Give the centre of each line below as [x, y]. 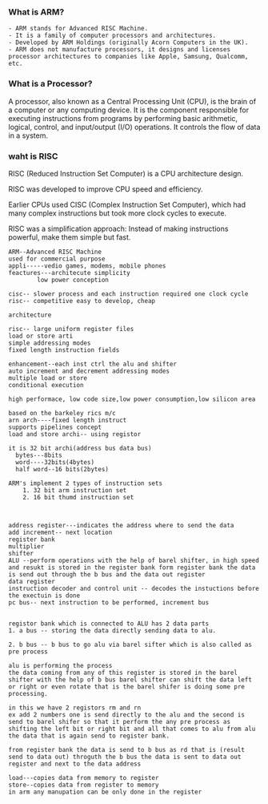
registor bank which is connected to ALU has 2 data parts [109, 624]
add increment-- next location [60, 532]
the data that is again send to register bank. [89, 736]
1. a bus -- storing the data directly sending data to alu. [112, 630]
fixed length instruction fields [64, 350]
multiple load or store [48, 378]
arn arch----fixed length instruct [68, 420]
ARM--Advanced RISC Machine [55, 252]
